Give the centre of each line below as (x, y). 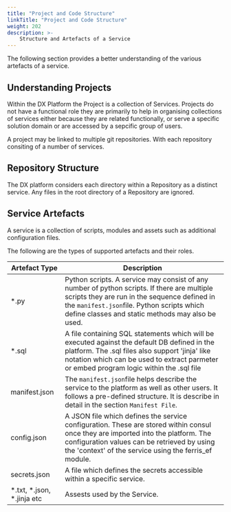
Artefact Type (35, 267)
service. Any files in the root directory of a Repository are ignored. (101, 192)
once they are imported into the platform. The (138, 433)
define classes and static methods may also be (141, 313)
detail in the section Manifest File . (121, 405)
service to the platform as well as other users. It (141, 388)
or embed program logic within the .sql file (133, 368)
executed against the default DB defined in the (140, 342)
